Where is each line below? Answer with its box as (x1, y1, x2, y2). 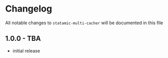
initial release (12, 47, 40, 53)
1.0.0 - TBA (5, 34, 41, 43)
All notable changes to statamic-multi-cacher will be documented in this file (5, 20, 163, 26)
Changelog (5, 3, 52, 15)
